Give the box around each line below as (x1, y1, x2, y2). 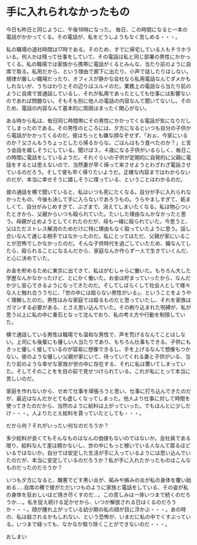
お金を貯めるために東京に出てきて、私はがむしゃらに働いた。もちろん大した (6, 267, 191, 274)
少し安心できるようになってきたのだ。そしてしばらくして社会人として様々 (11, 282, 191, 289)
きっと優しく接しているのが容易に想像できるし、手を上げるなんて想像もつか (6, 345, 191, 353)
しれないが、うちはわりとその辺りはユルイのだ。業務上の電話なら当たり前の (6, 82, 191, 89)
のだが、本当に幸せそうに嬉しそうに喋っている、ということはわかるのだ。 (6, 176, 186, 183)
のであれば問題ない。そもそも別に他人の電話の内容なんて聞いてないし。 (6, 97, 181, 104)
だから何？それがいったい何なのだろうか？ (6, 422, 109, 429)
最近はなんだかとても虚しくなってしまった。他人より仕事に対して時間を (16, 394, 191, 402)
